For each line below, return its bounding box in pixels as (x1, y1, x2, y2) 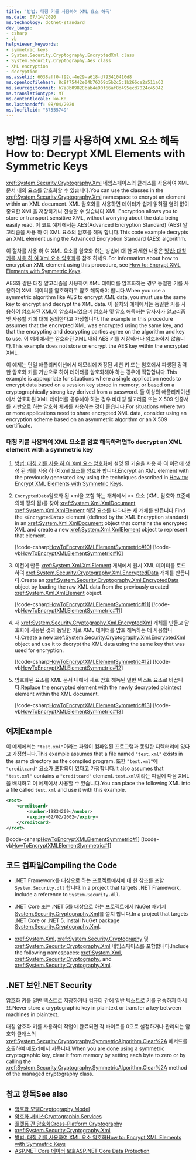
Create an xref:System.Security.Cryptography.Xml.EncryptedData (20, 576, 179, 583)
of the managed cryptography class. (6, 1070, 94, 1078)
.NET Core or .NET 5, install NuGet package (14, 917, 120, 924)
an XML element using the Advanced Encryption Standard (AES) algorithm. (6, 236, 187, 243)
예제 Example (6, 727, 53, 736)
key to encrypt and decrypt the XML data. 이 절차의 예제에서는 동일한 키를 (6, 301, 180, 308)
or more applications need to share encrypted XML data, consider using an (6, 409, 187, 417)
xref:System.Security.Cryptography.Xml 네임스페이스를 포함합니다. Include (14, 943, 189, 950)
